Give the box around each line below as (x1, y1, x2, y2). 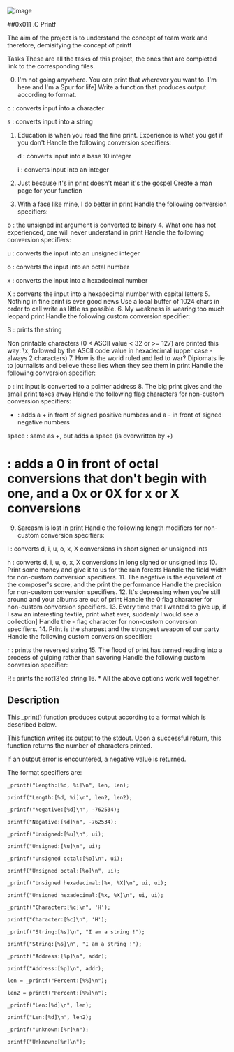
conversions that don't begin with (7, 471, 207, 487)
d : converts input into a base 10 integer (17, 152, 131, 160)
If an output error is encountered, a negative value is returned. (7, 755, 187, 763)
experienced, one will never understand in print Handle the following (7, 228, 204, 237)
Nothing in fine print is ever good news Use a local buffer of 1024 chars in (7, 297, 220, 305)
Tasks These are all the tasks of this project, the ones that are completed (7, 54, 217, 63)
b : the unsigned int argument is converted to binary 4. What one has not (7, 221, 217, 229)
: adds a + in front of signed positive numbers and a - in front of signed (17, 410, 222, 419)
